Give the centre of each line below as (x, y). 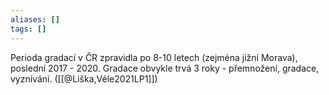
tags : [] (28, 29)
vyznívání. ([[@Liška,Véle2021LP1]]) (84, 78)
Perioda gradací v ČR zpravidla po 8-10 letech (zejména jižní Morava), (154, 57)
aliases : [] (35, 19)
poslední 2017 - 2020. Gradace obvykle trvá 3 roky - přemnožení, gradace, (165, 68)
